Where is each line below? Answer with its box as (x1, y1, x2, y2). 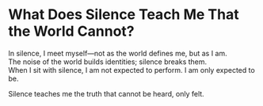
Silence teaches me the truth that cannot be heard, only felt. (8, 89, 204, 98)
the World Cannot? (8, 22, 135, 40)
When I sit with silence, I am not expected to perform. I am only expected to (8, 65, 255, 74)
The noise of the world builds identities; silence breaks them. (8, 57, 208, 66)
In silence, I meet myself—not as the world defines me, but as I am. (8, 48, 227, 58)
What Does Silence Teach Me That (8, 6, 239, 24)
